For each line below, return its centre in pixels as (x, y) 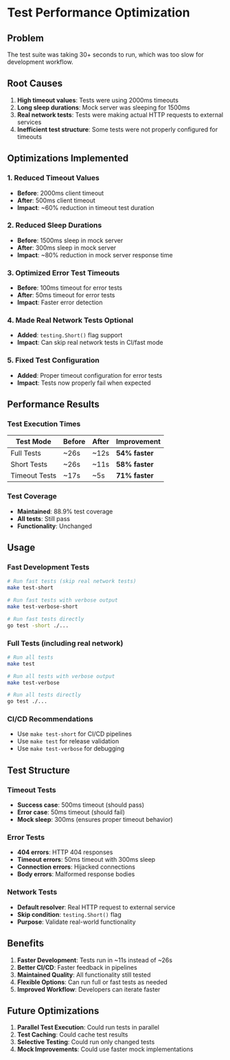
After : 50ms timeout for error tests (66, 295)
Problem (26, 38)
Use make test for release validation (68, 741)
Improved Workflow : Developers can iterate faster (89, 989)
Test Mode (34, 442)
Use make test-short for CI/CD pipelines (74, 734)
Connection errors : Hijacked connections (76, 867)
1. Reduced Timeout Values (53, 178)
